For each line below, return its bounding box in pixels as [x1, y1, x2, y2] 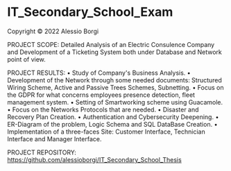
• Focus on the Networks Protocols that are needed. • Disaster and [7, 105, 199, 114]
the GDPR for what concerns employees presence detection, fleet [7, 91, 196, 99]
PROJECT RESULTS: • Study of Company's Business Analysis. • [7, 69, 191, 77]
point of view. [7, 55, 46, 63]
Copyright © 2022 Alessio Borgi [7, 27, 99, 35]
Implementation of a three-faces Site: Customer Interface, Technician [7, 127, 206, 136]
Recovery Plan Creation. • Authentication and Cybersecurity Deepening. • [7, 112, 219, 121]
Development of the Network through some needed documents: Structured [7, 75, 222, 84]
